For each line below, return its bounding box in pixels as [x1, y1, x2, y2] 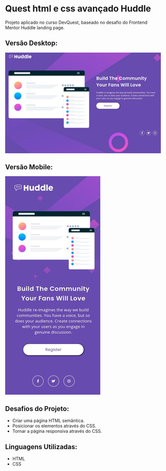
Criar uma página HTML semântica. [12, 417, 85, 424]
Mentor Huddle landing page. [5, 24, 65, 30]
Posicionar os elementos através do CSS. [12, 423, 96, 429]
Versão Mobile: [5, 163, 53, 171]
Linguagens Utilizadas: [5, 442, 78, 451]
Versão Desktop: [5, 39, 58, 48]
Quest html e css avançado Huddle [5, 3, 152, 14]
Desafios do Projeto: [5, 405, 69, 413]
